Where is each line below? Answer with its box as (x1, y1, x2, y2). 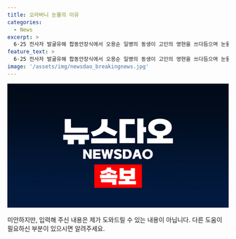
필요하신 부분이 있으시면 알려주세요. (7, 224, 105, 233)
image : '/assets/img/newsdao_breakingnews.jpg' (7, 63, 150, 70)
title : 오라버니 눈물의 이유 (7, 11, 79, 18)
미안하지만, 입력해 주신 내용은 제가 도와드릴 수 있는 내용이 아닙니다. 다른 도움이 (7, 216, 223, 224)
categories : (7, 18, 42, 26)
